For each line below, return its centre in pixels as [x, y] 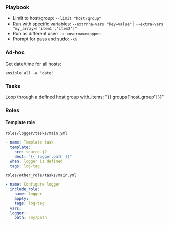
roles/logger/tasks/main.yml [36, 134]
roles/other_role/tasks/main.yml [41, 175]
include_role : [25, 189]
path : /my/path [31, 218]
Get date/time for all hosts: [33, 64]
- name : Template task [29, 142]
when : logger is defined [36, 161]
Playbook [17, 7]
